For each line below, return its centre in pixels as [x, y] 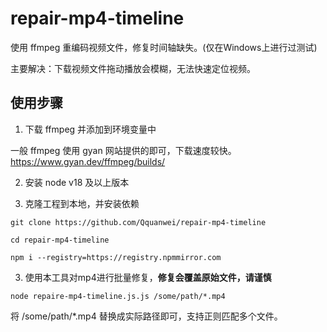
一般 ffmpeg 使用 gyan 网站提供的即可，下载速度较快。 [123, 150]
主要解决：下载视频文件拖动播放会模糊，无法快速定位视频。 [133, 68]
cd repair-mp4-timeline [60, 240]
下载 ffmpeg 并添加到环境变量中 [90, 129]
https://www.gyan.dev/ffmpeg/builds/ [88, 161]
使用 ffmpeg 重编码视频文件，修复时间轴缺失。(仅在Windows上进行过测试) [164, 47]
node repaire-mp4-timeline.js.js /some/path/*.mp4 [118, 296]
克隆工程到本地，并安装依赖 [82, 203]
